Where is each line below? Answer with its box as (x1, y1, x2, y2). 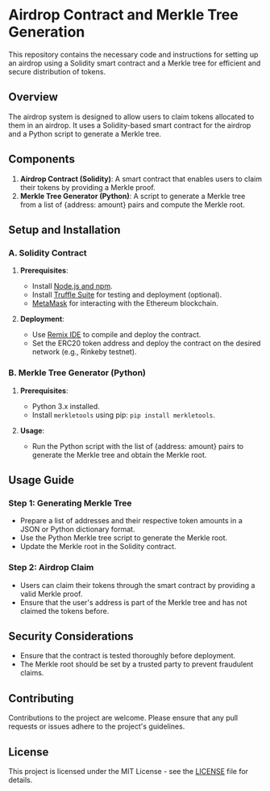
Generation (8, 23, 85, 41)
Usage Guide (8, 473, 75, 487)
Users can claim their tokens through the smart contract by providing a (19, 580, 255, 590)
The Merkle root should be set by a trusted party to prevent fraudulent (19, 659, 254, 669)
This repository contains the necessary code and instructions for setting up (8, 49, 259, 59)
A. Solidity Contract (8, 247, 87, 258)
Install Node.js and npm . (31, 281, 113, 291)
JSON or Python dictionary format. (19, 524, 135, 535)
